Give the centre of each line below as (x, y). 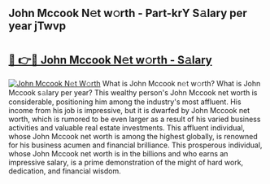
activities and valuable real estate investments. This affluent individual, (127, 128)
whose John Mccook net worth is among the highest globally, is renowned (133, 136)
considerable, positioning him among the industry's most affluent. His (125, 102)
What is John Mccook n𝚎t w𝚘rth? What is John (181, 83)
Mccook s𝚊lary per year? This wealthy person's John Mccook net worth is (133, 92)
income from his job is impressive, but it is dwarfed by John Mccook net (129, 110)
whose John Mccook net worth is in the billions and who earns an (118, 153)
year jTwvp (37, 26)
